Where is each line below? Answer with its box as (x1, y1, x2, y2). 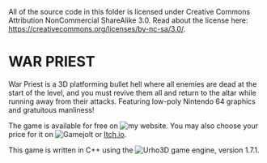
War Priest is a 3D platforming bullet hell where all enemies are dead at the (8, 79, 257, 88)
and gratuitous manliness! (8, 105, 95, 114)
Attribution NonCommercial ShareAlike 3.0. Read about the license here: (8, 15, 248, 25)
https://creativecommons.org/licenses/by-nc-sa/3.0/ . (8, 24, 186, 33)
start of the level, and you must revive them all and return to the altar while (8, 88, 256, 97)
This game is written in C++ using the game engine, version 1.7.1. (8, 145, 260, 155)
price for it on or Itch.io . (8, 129, 127, 139)
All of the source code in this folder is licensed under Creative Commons (8, 7, 251, 16)
